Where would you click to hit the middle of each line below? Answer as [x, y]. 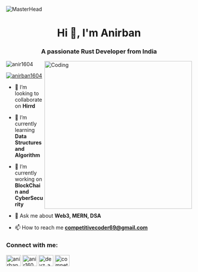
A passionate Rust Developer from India [99, 51]
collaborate [28, 100]
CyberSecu [29, 198]
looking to [27, 93]
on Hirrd [25, 106]
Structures [28, 143]
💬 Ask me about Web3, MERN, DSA [58, 216]
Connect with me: [32, 245]
